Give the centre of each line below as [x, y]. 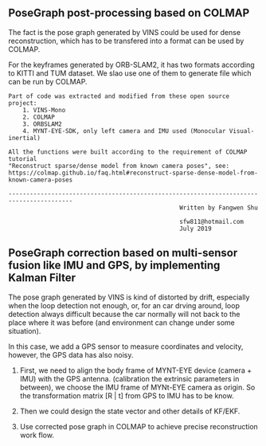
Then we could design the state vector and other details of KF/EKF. [130, 411]
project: [23, 103]
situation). [25, 331]
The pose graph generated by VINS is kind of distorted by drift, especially [129, 297]
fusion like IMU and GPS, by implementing [114, 266]
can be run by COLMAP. [48, 81]
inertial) [25, 138]
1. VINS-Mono [44, 110]
